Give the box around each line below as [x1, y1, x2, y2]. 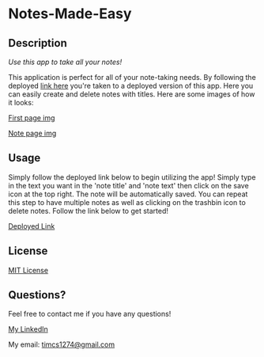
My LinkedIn [8, 325, 49, 334]
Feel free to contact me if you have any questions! [8, 310, 172, 319]
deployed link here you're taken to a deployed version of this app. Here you [8, 81, 254, 90]
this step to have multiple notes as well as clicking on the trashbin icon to [8, 197, 247, 207]
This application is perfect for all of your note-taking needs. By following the [8, 73, 257, 82]
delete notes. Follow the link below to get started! [8, 206, 168, 215]
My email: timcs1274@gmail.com [8, 340, 115, 349]
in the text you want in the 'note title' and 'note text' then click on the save [8, 180, 249, 190]
